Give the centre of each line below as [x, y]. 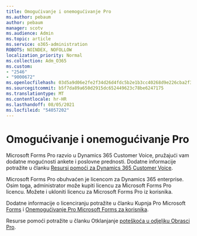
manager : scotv [25, 28]
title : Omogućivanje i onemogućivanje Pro [59, 11]
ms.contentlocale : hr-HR [36, 99]
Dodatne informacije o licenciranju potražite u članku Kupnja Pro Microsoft [96, 203]
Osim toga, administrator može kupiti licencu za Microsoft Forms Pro [89, 185]
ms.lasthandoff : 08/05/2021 [40, 104]
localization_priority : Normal [44, 55]
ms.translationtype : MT [35, 94]
